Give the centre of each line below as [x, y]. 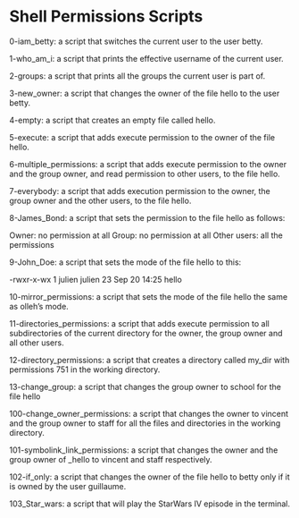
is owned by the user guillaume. [68, 486]
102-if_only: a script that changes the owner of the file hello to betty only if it [149, 477]
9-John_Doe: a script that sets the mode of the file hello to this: [125, 262]
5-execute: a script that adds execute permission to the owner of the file [142, 137]
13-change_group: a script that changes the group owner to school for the [145, 386]
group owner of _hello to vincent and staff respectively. [111, 459]
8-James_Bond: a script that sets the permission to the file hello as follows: [147, 217]
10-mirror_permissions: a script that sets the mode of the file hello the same [149, 296]
